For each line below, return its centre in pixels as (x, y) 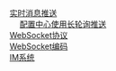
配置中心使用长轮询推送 (63, 24)
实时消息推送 (33, 13)
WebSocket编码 (39, 46)
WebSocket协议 (39, 35)
